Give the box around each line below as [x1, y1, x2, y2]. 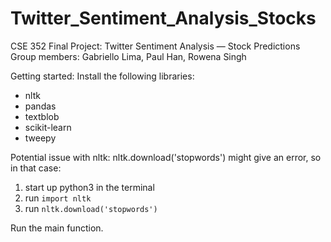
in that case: [10, 162, 62, 174]
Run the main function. [10, 222, 104, 234]
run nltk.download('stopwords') [24, 202, 158, 214]
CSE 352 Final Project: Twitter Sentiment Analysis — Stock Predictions [10, 40, 301, 52]
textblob [24, 110, 60, 122]
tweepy [24, 132, 57, 144]
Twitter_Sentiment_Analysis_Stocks [10, 7, 317, 30]
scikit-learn [24, 121, 72, 133]
